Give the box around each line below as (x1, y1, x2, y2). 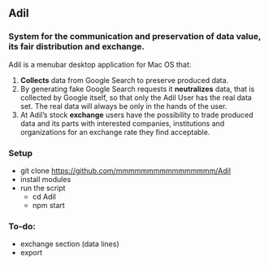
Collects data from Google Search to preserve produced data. (20, 75, 229, 85)
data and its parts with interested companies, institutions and (20, 118, 225, 128)
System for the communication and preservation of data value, (8, 31, 262, 42)
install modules (20, 174, 72, 184)
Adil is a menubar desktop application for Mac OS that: (8, 59, 192, 69)
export (20, 248, 43, 258)
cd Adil (32, 191, 57, 202)
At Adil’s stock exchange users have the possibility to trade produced (20, 110, 254, 119)
